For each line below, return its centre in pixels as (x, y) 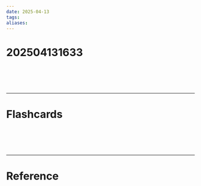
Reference (32, 176)
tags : (13, 17)
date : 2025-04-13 (28, 12)
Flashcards (34, 114)
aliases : (17, 23)
